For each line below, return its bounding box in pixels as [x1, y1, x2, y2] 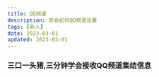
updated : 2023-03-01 [7, 36, 69, 43]
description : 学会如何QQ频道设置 [7, 17, 98, 24]
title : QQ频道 [7, 10, 47, 17]
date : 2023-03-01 [7, 29, 59, 37]
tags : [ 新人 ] [7, 23, 44, 30]
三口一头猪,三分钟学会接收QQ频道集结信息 [7, 61, 152, 71]
